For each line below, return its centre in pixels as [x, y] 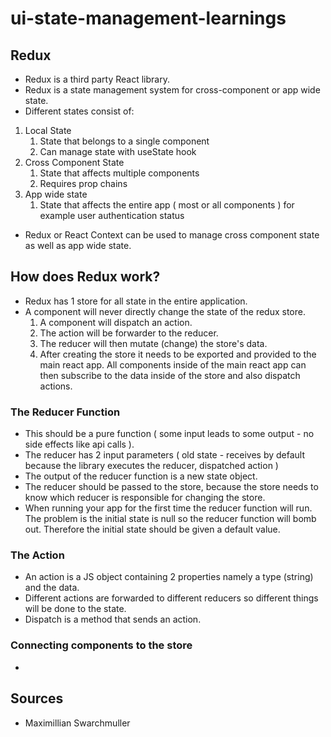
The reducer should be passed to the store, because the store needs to [171, 487]
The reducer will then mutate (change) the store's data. [153, 343]
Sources [37, 698]
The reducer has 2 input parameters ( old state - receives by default [165, 455]
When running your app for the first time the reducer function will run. [168, 508]
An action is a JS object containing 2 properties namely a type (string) [169, 577]
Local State [48, 130]
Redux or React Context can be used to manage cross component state [172, 235]
